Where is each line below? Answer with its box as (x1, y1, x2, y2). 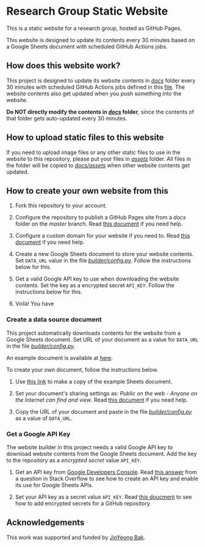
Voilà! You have (15, 300, 54, 307)
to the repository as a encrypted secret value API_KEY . (6, 457, 142, 464)
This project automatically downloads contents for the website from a (6, 329, 181, 337)
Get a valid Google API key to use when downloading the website (15, 275, 179, 282)
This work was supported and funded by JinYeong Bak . (6, 534, 146, 541)
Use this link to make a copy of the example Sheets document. (15, 378, 173, 385)
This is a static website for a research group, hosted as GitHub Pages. (6, 24, 182, 32)
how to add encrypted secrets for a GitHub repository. (15, 499, 151, 507)
